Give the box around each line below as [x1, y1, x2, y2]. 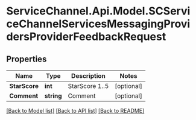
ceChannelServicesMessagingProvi [6, 17, 191, 31]
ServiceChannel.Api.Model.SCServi [6, 4, 191, 18]
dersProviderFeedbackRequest [6, 30, 166, 43]
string [44, 92, 62, 100]
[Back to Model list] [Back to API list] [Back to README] [6, 107, 145, 114]
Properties [6, 54, 47, 64]
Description [71, 72, 106, 80]
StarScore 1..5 [68, 82, 109, 90]
